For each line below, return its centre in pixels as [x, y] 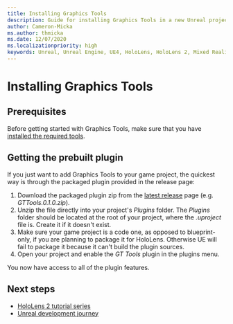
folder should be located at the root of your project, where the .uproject [119, 217]
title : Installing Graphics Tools [57, 13]
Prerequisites [37, 112]
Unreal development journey [58, 313]
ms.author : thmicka [35, 33]
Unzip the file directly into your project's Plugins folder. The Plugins [113, 210]
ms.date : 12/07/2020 [37, 39]
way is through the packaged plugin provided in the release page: [101, 181]
